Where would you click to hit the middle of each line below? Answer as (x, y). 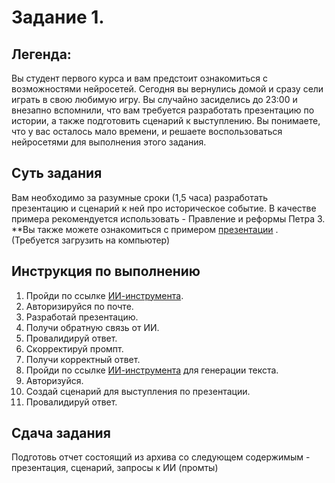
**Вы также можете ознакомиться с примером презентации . (145, 229)
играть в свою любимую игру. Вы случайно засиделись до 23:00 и (154, 99)
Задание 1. (58, 17)
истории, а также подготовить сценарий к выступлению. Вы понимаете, (166, 120)
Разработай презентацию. (82, 317)
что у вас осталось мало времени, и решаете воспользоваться (147, 131)
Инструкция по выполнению (106, 271)
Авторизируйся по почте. (79, 306)
